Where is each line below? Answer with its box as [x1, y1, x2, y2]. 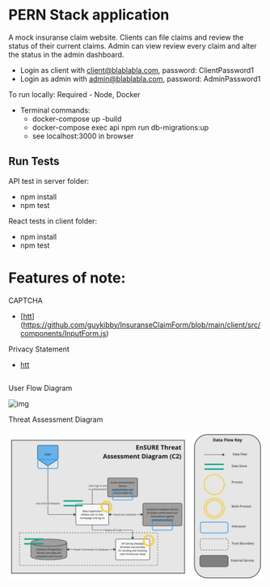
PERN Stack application [8, 6, 170, 24]
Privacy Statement [8, 344, 70, 354]
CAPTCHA [8, 296, 43, 305]
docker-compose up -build [32, 113, 122, 123]
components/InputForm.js [19, 328, 107, 338]
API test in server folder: [8, 176, 90, 185]
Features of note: [8, 269, 126, 287]
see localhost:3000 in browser [32, 131, 134, 141]
